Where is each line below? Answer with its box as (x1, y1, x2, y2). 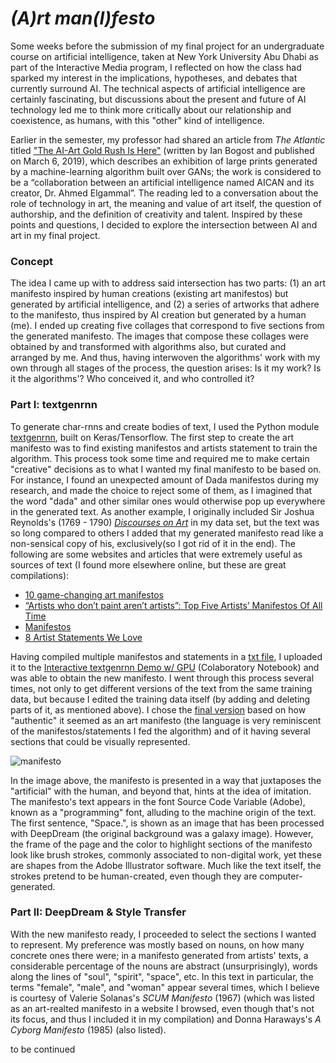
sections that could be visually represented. (10, 735, 191, 747)
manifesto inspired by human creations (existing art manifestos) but (10, 288, 289, 300)
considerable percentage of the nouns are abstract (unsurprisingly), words (10, 960, 318, 972)
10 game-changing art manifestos (24, 588, 164, 601)
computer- (259, 870, 303, 882)
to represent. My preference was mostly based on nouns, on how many (10, 938, 305, 951)
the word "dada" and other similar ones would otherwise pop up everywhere (10, 495, 326, 507)
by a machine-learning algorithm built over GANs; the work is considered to (10, 165, 322, 177)
